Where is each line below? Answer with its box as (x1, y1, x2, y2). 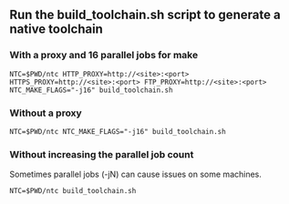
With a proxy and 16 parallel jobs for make (9, 49, 199, 62)
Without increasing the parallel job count (9, 148, 194, 160)
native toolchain (9, 22, 103, 37)
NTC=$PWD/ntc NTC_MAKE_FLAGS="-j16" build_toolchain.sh (9, 127, 226, 136)
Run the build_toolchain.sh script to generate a (9, 7, 281, 23)
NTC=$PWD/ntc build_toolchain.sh (9, 187, 137, 196)
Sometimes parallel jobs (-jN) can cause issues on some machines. (9, 168, 263, 180)
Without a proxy (9, 107, 82, 119)
